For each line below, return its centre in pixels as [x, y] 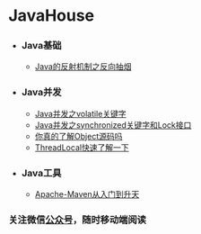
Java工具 [41, 173]
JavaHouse [52, 16]
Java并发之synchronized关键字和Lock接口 [113, 125]
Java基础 [41, 46]
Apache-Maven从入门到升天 [87, 194]
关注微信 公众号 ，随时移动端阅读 [78, 220]
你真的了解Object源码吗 [79, 136]
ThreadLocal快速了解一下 [82, 147]
